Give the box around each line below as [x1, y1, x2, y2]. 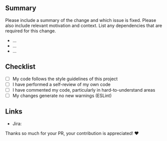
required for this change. [5, 27, 56, 34]
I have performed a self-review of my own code [12, 81, 111, 87]
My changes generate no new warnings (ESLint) [12, 92, 112, 99]
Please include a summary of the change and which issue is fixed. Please [5, 17, 156, 23]
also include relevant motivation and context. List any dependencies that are [5, 22, 162, 28]
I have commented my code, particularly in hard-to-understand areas [12, 87, 155, 93]
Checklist [5, 62, 36, 71]
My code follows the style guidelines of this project [12, 76, 118, 82]
